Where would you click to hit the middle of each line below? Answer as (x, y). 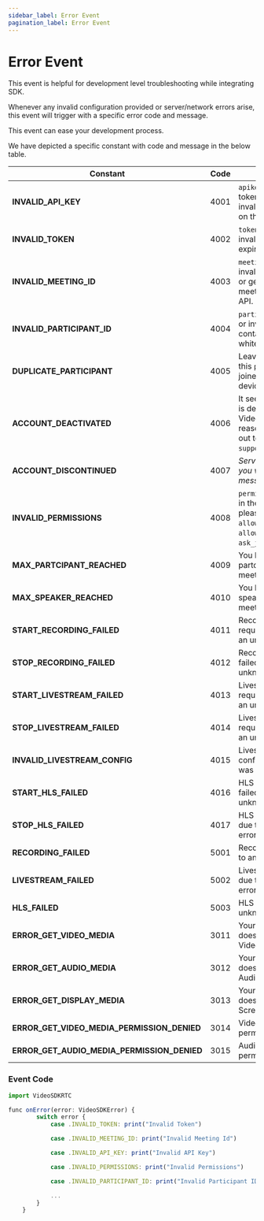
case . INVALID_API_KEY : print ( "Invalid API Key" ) (133, 1153)
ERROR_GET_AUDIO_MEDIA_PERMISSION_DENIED (107, 1051)
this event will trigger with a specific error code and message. (108, 116)
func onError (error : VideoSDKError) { (71, 1110)
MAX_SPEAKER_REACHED (63, 598)
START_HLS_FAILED (50, 792)
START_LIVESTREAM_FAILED (68, 696)
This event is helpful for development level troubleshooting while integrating (131, 84)
